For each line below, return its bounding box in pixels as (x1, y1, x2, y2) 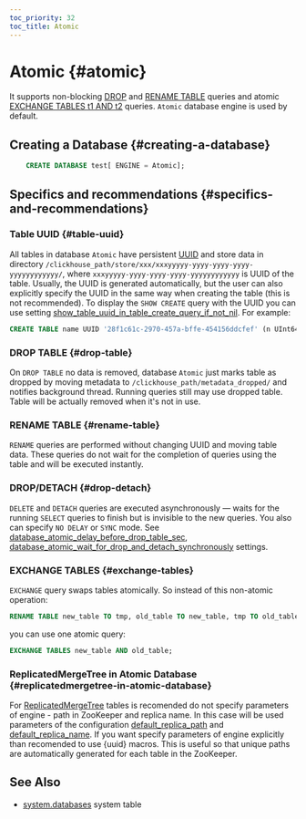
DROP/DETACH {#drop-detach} (9, 482, 152, 494)
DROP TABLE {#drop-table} (9, 346, 133, 358)
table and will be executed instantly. (9, 459, 144, 470)
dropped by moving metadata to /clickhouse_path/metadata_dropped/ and (9, 376, 288, 388)
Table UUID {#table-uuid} (9, 228, 125, 241)
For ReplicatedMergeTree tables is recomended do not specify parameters (9, 700, 290, 710)
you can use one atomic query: (9, 628, 126, 639)
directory (9, 258, 44, 269)
